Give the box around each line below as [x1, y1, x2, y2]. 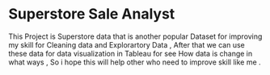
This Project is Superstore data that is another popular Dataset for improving [8, 31, 263, 41]
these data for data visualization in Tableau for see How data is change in [8, 48, 253, 58]
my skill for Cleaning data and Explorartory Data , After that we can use [8, 40, 245, 49]
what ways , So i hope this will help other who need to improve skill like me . [8, 57, 261, 67]
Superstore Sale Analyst [8, 5, 175, 23]
